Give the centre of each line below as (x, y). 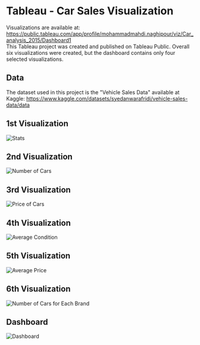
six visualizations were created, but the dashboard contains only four (91, 52)
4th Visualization (39, 223)
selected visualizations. (35, 59)
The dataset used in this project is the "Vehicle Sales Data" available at (93, 92)
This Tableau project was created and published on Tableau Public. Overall (98, 46)
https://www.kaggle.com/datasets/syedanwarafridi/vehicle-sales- (107, 98)
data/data (18, 105)
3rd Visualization (39, 190)
